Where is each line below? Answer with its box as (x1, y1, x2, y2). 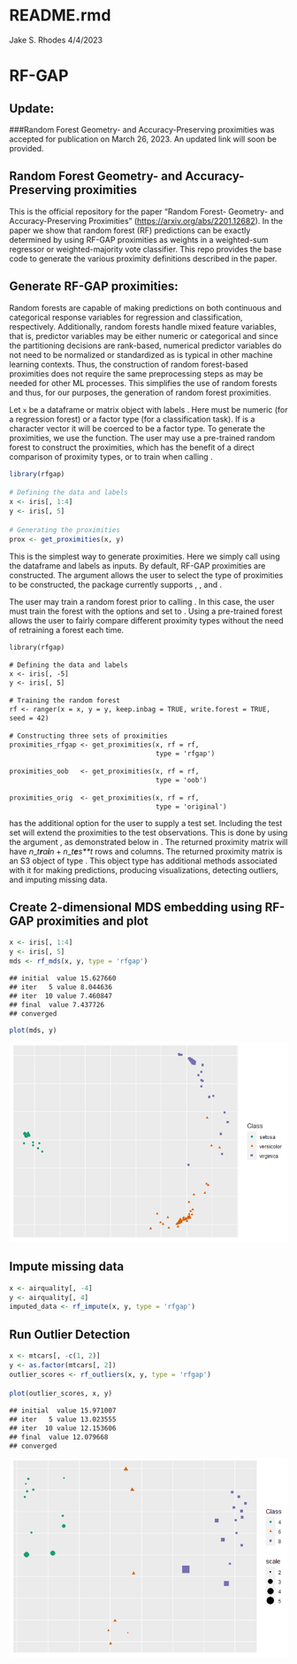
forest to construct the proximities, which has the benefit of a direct (9, 442, 255, 453)
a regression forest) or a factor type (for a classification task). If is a (9, 414, 255, 424)
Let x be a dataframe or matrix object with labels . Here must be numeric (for (9, 404, 288, 414)
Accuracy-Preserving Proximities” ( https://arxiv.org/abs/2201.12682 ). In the (9, 215, 284, 226)
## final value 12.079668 (9, 1432, 109, 1442)
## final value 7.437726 (9, 1001, 104, 1010)
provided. (9, 143, 44, 153)
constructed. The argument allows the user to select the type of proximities (9, 569, 284, 580)
